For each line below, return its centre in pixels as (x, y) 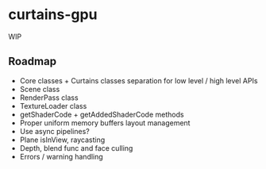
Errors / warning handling (61, 156)
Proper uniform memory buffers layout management (105, 123)
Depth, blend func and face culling (76, 148)
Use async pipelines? (54, 131)
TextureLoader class (53, 106)
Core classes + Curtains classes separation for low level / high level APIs (139, 80)
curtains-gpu (53, 15)
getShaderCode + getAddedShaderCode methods (102, 114)
